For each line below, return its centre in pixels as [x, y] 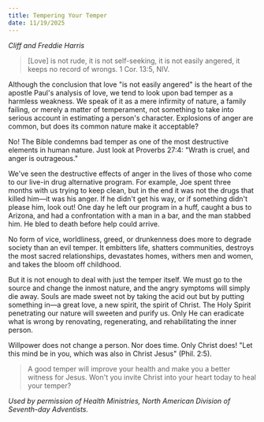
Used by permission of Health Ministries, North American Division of [119, 401]
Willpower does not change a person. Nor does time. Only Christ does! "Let [130, 345]
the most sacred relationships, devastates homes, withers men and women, [131, 256]
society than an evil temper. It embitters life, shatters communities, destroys [131, 247]
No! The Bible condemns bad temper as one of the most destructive [119, 141]
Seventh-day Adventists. [48, 409]
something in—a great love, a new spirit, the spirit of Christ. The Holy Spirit [130, 304]
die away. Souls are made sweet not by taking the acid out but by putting [126, 296]
